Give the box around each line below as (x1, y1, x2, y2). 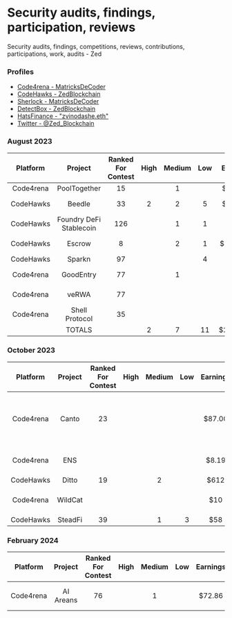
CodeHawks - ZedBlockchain (17, 90, 101, 98)
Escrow (66, 238, 91, 248)
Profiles (7, 67, 35, 77)
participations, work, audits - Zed (7, 50, 102, 58)
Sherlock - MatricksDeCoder (17, 97, 99, 106)
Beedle (68, 199, 91, 209)
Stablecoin (61, 223, 97, 233)
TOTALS (65, 325, 93, 334)
